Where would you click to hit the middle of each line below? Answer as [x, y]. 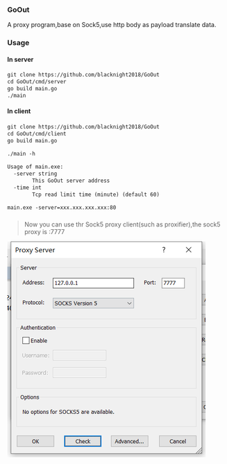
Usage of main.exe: [35, 167]
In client [19, 111]
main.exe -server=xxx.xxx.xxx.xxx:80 [62, 207]
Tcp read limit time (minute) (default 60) [96, 194]
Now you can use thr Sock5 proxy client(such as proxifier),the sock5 [122, 224]
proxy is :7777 [44, 232]
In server [20, 59]
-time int [27, 188]
